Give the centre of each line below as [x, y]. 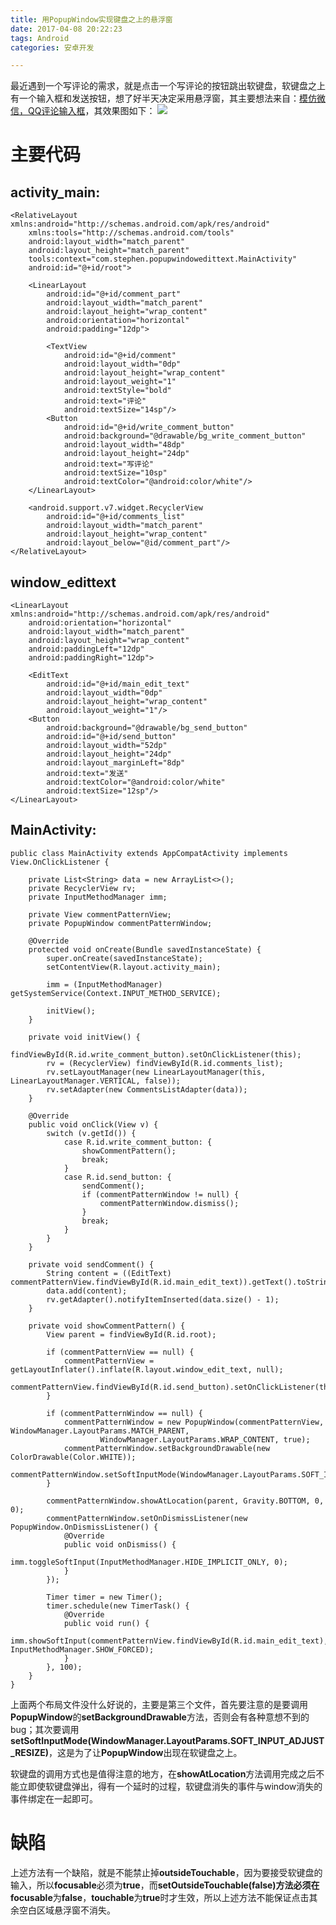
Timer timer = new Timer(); [104, 1597]
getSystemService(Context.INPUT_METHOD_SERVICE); [116, 993]
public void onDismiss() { [120, 1544]
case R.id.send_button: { [117, 1177]
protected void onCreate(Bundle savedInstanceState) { [145, 949]
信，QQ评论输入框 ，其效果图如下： [83, 111]
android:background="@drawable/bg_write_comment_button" [185, 436]
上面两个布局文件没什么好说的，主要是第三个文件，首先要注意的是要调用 [159, 1704]
